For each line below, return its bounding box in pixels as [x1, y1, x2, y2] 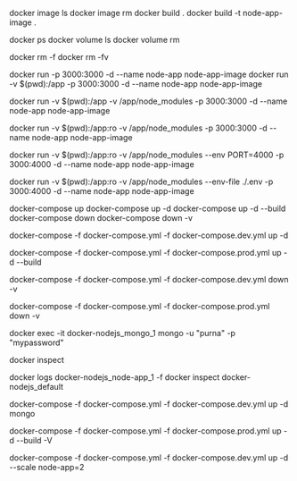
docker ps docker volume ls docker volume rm [9, 35, 180, 45]
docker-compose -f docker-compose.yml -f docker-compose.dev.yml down [9, 274, 289, 284]
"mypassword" [9, 337, 64, 348]
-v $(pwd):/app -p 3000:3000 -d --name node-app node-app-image [9, 79, 263, 89]
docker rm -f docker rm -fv [9, 52, 109, 62]
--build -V [16, 435, 53, 445]
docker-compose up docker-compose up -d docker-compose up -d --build [9, 203, 286, 214]
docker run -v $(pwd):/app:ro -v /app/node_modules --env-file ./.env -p [9, 176, 274, 187]
